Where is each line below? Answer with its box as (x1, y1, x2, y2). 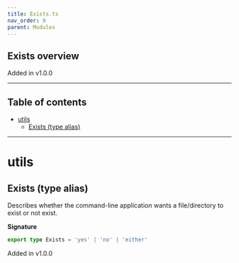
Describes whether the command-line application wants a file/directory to (7, 201, 224, 210)
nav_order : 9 (7, 17, 46, 24)
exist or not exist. (7, 209, 58, 217)
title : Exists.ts (7, 10, 59, 18)
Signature (7, 222, 38, 231)
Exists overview (7, 50, 80, 62)
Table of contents (7, 96, 87, 108)
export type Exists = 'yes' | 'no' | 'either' (7, 236, 148, 243)
